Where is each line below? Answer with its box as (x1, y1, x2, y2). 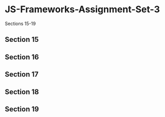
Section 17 (5, 70, 39, 79)
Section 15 (5, 35, 39, 44)
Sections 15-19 (5, 20, 36, 27)
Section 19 (5, 105, 39, 113)
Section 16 (5, 53, 39, 61)
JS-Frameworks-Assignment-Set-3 (5, 4, 160, 15)
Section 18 (5, 87, 39, 96)
